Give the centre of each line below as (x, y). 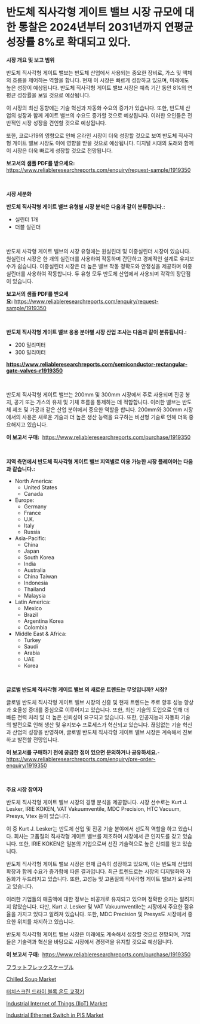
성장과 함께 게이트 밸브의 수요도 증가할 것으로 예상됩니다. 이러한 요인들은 (101, 115)
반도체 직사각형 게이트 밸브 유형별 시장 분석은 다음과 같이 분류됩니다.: (86, 207)
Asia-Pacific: (30, 538)
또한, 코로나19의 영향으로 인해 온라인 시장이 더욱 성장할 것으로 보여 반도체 (92, 135)
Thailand (35, 589)
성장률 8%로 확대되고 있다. (69, 42)
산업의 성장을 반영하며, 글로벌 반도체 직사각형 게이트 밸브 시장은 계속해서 (97, 732)
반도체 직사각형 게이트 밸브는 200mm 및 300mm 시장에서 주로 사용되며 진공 (95, 394)
